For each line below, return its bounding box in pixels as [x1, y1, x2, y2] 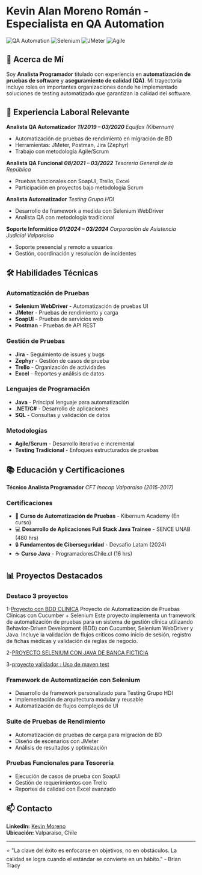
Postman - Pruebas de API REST [14, 322, 97, 329]
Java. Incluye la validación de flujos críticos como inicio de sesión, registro [6, 631, 191, 638]
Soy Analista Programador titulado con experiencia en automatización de [6, 71, 191, 78]
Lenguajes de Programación [6, 384, 90, 393]
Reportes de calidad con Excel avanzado [14, 785, 116, 792]
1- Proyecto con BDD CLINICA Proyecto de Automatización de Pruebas [6, 605, 180, 612]
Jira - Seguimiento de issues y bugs [14, 351, 105, 358]
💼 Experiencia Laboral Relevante [6, 107, 130, 118]
